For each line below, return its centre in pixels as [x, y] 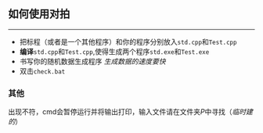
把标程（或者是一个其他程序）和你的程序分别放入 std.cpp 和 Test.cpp [128, 41]
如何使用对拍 [39, 14]
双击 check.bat [42, 71]
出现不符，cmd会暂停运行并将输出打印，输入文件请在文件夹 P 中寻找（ [120, 112]
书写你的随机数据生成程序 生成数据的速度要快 [92, 61]
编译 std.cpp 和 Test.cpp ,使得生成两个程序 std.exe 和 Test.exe [114, 51]
